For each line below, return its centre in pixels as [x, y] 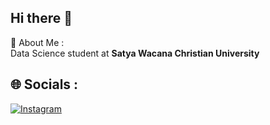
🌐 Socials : [44, 84]
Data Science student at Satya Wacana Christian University [135, 53]
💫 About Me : [37, 42]
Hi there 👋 [41, 18]
